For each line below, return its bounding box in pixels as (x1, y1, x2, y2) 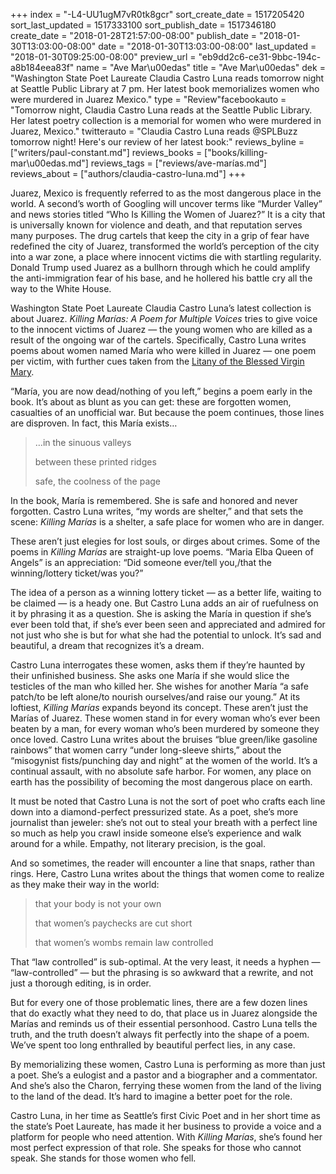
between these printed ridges (34, 456, 157, 468)
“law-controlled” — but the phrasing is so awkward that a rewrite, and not (10, 967, 314, 978)
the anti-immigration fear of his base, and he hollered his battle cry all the (10, 272, 313, 284)
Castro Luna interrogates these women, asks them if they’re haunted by (10, 659, 306, 671)
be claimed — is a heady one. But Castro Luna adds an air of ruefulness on (10, 597, 319, 609)
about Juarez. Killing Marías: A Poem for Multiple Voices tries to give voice (10, 313, 318, 324)
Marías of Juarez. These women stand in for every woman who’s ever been (10, 712, 321, 724)
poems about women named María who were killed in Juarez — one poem (10, 345, 317, 356)
